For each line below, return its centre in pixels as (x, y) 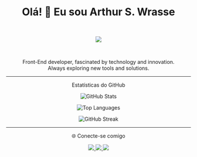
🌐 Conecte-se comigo (98, 136)
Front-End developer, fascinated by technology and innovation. (98, 62)
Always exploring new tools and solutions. (98, 68)
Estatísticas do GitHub (98, 85)
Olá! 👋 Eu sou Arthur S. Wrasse (98, 12)
